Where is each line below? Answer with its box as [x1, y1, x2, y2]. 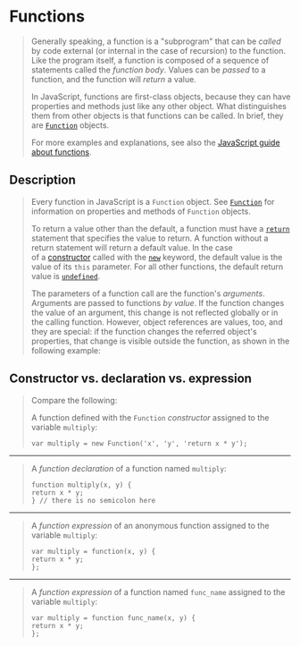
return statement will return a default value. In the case [30, 242, 234, 252]
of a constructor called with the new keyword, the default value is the [30, 251, 283, 262]
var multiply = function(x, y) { [30, 547, 156, 556]
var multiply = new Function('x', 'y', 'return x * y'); [30, 438, 248, 448]
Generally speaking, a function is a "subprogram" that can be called [30, 36, 281, 47]
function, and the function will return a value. [30, 73, 196, 84]
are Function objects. [30, 119, 110, 131]
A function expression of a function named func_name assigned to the [30, 586, 286, 597]
